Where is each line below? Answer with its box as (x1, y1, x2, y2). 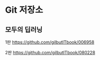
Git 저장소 (5, 4, 43, 16)
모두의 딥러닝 (5, 25, 43, 34)
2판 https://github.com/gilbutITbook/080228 (5, 50, 96, 55)
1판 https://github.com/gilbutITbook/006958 (5, 40, 95, 45)
